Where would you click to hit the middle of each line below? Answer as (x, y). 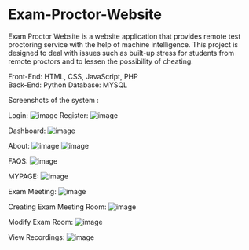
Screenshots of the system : (54, 100)
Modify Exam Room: (41, 222)
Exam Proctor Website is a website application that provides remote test (124, 36)
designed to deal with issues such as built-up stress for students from (121, 53)
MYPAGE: (24, 176)
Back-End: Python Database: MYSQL (68, 85)
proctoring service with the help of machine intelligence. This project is (123, 44)
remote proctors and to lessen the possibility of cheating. (101, 61)
